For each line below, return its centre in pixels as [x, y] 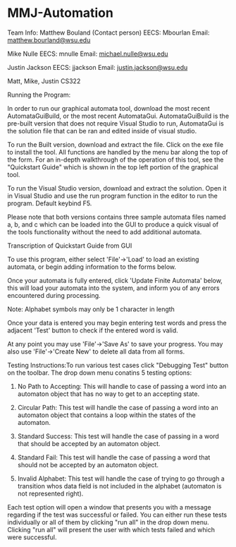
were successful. [32, 537]
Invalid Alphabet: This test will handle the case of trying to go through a [121, 479]
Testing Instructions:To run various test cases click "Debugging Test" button [118, 365]
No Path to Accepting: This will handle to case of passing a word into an [122, 386]
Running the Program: [39, 95]
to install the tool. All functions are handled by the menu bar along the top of [118, 152]
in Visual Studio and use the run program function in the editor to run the [113, 196]
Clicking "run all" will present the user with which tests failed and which [111, 529]
